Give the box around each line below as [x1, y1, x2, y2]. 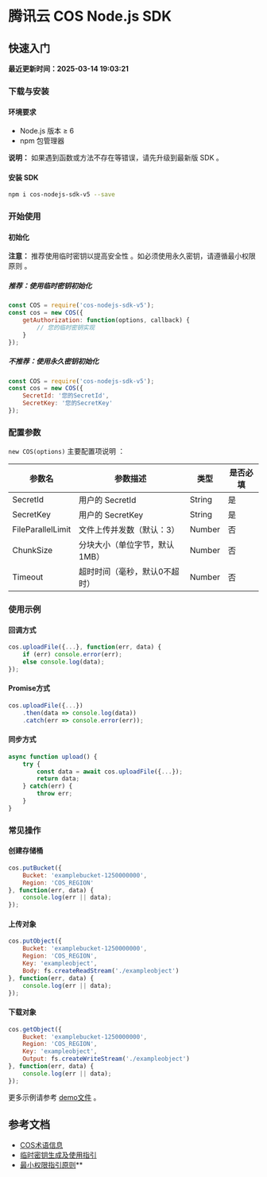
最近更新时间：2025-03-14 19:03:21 [8, 64, 129, 73]
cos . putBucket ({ [8, 864, 62, 872]
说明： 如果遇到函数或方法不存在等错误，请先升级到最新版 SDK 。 [8, 153, 224, 163]
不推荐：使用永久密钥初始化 [8, 357, 99, 366]
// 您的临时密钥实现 [37, 323, 95, 331]
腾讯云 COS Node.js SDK [8, 7, 172, 25]
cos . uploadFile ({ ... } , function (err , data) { [8, 643, 161, 652]
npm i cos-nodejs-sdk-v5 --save [8, 191, 115, 199]
